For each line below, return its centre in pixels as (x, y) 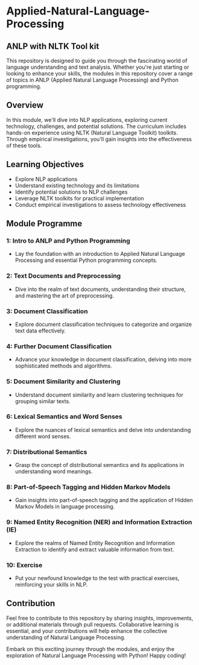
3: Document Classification (47, 311)
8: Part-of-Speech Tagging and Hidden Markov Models (88, 487)
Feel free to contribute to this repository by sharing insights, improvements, (100, 618)
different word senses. (43, 436)
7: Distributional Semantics (47, 452)
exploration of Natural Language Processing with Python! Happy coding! (96, 655)
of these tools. (24, 145)
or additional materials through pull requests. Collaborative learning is (93, 624)
